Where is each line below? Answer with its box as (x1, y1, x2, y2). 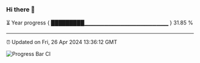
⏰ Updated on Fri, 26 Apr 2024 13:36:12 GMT (6, 39, 117, 46)
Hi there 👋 (6, 5, 36, 14)
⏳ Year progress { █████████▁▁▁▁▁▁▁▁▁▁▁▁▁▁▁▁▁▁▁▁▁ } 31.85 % (6, 19, 193, 26)
